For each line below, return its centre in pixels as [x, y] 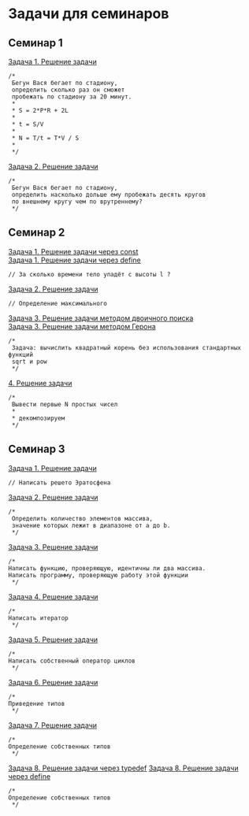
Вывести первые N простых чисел [65, 404]
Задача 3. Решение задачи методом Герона [82, 326]
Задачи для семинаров [89, 14]
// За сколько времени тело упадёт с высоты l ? [89, 274]
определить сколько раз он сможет [68, 90]
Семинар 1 [35, 43]
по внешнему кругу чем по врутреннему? [77, 202]
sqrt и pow [29, 362]
